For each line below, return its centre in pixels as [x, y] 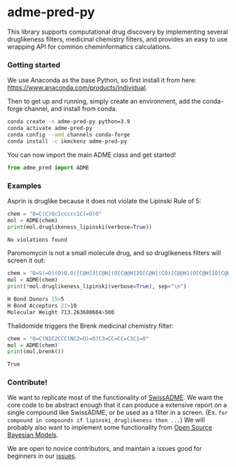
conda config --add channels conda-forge [69, 134]
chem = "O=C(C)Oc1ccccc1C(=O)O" [54, 214]
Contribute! [27, 383]
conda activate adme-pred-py [50, 128]
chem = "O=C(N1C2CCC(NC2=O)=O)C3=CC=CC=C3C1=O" [78, 338]
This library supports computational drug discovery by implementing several [118, 32]
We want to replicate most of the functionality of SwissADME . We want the [115, 397]
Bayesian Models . [33, 435]
